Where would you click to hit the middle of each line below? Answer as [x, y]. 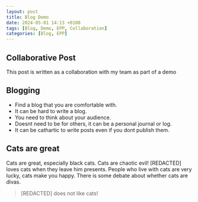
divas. [14, 182]
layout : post [22, 12]
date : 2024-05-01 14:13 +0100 [44, 23]
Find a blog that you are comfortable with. [66, 105]
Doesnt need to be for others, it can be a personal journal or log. [93, 124]
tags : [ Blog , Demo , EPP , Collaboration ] [57, 28]
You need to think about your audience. [63, 117]
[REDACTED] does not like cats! [59, 193]
